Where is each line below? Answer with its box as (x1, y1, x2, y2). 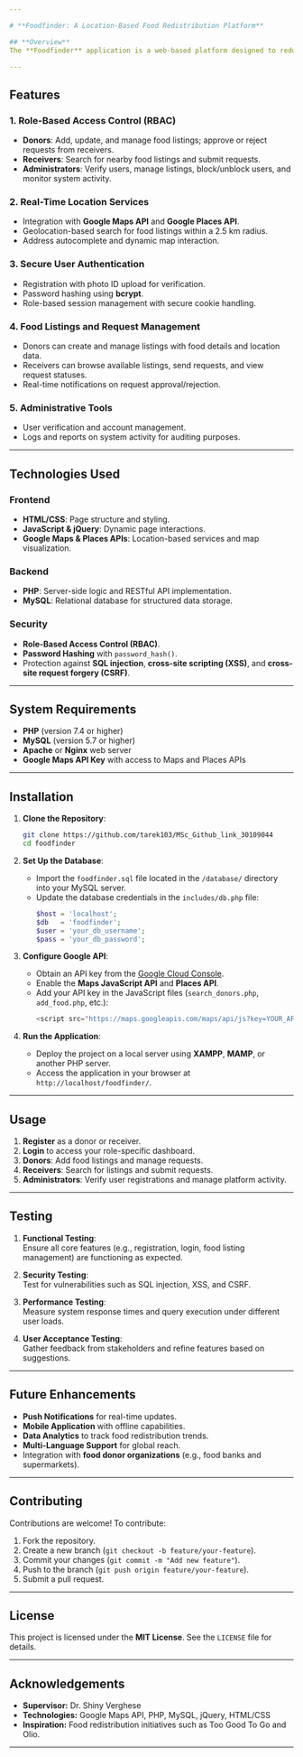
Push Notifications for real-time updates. (22, 1410, 178, 1422)
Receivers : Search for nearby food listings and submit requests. (22, 154, 262, 165)
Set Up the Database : (22, 855, 104, 866)
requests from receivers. (22, 144, 115, 155)
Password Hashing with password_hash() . (22, 647, 178, 659)
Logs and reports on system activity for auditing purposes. (22, 432, 241, 442)
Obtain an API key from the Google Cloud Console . (35, 968, 225, 980)
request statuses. (22, 369, 87, 380)
